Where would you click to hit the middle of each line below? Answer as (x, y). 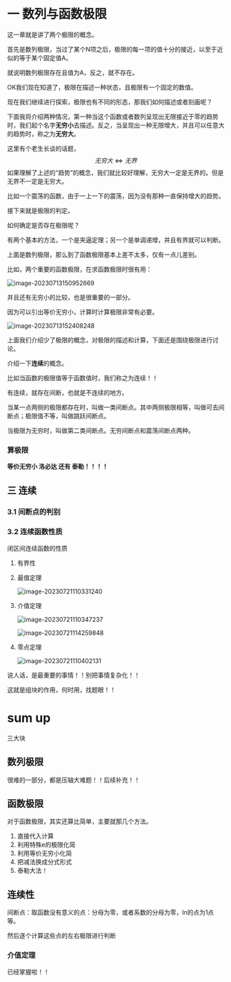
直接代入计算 (35, 836)
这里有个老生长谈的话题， (43, 148)
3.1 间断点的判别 (34, 511)
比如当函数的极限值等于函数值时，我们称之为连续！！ (83, 377)
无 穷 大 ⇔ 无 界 (116, 160)
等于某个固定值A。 (46, 58)
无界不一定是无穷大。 (37, 181)
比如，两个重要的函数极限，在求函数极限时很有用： (80, 269)
